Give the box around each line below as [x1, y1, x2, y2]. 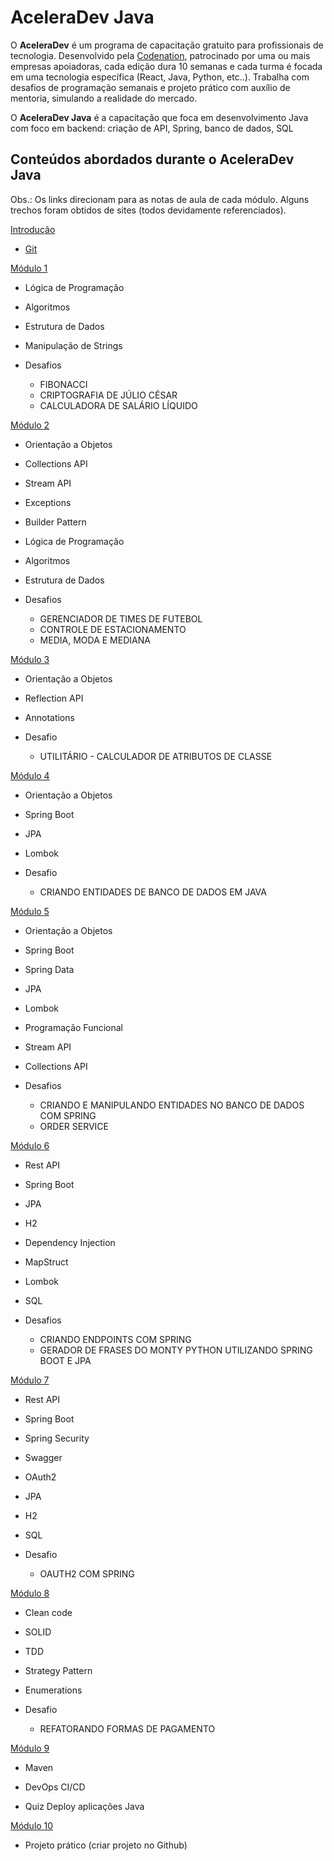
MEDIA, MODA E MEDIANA [39, 634, 151, 646]
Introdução [10, 223, 56, 235]
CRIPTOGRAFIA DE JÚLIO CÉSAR [39, 389, 178, 401]
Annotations [24, 711, 75, 723]
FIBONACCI [39, 378, 88, 390]
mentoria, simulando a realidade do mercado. [10, 92, 198, 104]
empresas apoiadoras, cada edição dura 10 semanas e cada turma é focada [10, 60, 323, 72]
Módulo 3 [10, 653, 50, 665]
